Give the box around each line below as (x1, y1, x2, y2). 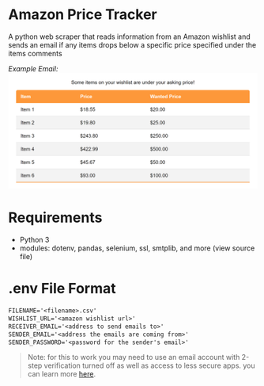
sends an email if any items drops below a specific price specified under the (8, 40, 257, 49)
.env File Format (8, 279, 116, 297)
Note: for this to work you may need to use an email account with (27, 352, 240, 361)
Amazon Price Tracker (8, 6, 158, 24)
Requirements (8, 208, 103, 227)
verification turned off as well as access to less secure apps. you (43, 361, 255, 370)
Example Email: (8, 63, 58, 73)
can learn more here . (27, 369, 96, 378)
